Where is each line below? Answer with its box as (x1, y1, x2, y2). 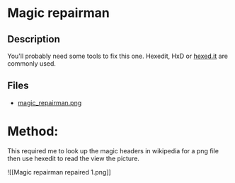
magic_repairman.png (17, 98, 82, 107)
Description (7, 33, 60, 45)
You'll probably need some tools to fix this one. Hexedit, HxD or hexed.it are (7, 52, 229, 60)
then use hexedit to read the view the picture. (7, 154, 140, 163)
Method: (7, 124, 59, 139)
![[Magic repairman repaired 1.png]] (7, 167, 111, 176)
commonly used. (7, 59, 57, 68)
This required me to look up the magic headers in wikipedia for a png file (7, 146, 219, 155)
